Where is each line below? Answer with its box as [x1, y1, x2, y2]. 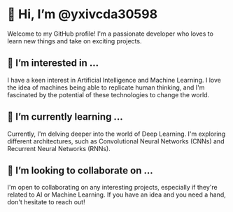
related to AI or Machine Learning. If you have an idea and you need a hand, [7, 190, 226, 199]
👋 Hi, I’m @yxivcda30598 [7, 6, 158, 22]
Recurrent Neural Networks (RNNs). [7, 144, 111, 153]
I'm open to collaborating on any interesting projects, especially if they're [7, 183, 218, 192]
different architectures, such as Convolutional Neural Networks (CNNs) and [7, 136, 225, 146]
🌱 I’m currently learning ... [7, 111, 124, 123]
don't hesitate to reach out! [7, 198, 85, 206]
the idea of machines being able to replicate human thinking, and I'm [7, 83, 205, 92]
